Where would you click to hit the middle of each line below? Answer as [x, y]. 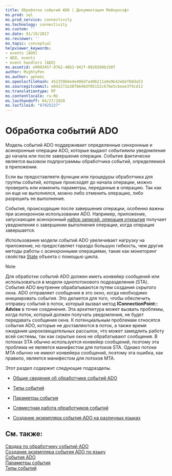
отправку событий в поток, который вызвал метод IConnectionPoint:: [82, 304]
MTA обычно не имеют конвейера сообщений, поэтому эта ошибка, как [84, 353]
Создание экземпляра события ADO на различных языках [77, 418]
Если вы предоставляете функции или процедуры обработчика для [79, 177]
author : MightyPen [25, 72]
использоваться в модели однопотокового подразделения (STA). [77, 282]
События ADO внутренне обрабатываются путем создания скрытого [81, 287]
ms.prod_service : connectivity [39, 19]
